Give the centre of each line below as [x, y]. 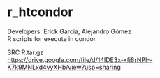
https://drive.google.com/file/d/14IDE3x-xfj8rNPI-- [80, 59]
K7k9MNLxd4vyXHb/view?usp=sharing [64, 67]
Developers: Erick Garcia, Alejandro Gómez [69, 31]
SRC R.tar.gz [26, 52]
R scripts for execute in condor [52, 38]
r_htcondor [40, 12]
